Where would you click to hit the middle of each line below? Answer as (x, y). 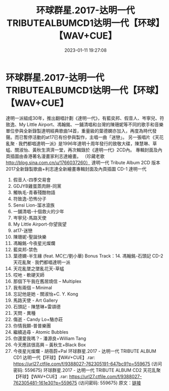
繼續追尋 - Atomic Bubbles (41, 332)
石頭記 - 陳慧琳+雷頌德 (37, 306)
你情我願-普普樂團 (32, 325)
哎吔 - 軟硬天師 (29, 275)
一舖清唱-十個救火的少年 (39, 211)
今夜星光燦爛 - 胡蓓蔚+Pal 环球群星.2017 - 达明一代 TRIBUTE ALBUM (85, 351)
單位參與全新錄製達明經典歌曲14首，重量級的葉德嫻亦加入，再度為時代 (79, 131)
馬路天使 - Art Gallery (35, 300)
